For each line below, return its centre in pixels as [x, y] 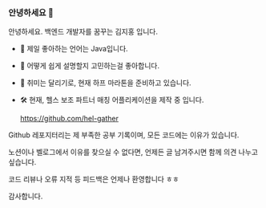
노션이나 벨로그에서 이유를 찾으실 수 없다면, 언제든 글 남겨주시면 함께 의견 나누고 [133, 152]
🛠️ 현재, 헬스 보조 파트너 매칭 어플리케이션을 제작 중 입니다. [112, 100]
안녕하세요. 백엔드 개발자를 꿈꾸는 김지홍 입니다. [83, 32]
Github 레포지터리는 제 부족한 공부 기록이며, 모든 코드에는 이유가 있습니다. [124, 135]
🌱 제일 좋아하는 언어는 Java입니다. [74, 49]
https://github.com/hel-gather [69, 119]
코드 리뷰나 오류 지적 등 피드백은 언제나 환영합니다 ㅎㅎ [94, 179]
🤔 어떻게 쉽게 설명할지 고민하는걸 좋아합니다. [90, 66]
